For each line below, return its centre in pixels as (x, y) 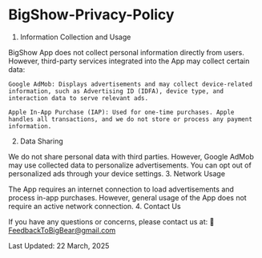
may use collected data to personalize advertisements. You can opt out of (130, 165)
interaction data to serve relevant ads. (79, 98)
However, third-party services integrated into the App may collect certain (129, 61)
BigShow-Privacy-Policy (91, 15)
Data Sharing (41, 141)
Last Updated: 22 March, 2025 (59, 245)
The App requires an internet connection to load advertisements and (121, 189)
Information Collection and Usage (75, 37)
